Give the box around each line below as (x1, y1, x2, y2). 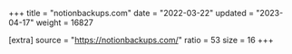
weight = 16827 (35, 17, 94, 28)
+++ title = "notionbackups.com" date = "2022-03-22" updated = (8, 8, 255, 18)
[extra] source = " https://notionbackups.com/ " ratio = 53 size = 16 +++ (8, 35, 274, 45)
